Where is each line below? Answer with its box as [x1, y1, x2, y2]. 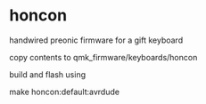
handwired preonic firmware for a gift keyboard [9, 35, 184, 45]
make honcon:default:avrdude [9, 86, 120, 97]
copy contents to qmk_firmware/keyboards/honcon [9, 52, 198, 62]
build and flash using [9, 68, 87, 80]
